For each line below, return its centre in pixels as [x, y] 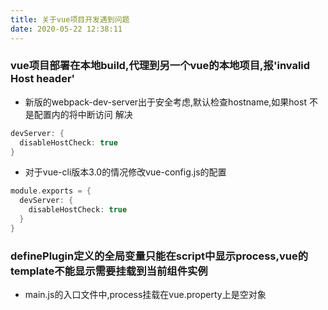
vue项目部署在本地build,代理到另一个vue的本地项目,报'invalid [160, 66]
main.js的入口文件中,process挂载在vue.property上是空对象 [145, 295]
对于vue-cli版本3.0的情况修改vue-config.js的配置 [125, 172]
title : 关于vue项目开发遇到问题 [70, 19]
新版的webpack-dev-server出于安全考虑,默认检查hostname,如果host [165, 102]
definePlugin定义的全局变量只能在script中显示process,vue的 [159, 256]
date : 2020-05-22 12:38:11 [66, 29]
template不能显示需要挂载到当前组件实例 [109, 271]
